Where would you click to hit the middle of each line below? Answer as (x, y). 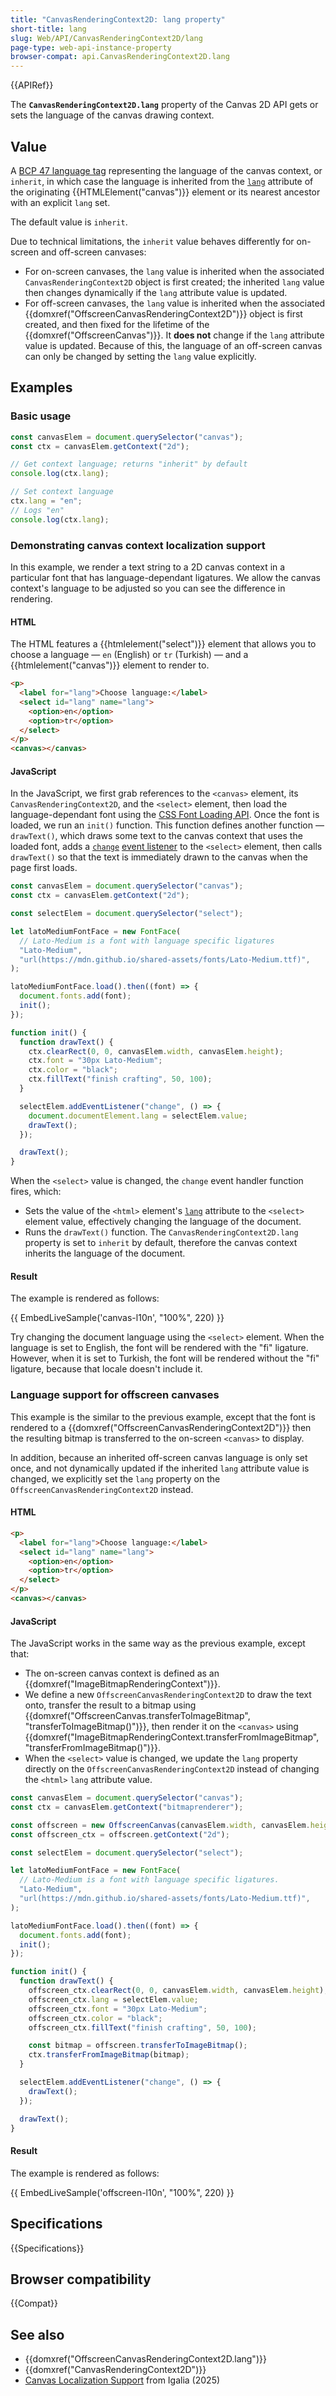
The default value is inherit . (69, 222)
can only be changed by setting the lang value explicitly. (140, 356)
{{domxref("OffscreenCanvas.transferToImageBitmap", (137, 1716)
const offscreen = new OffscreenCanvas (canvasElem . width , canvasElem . (160, 1825)
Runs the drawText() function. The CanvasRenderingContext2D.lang (161, 1232)
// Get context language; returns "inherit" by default (129, 464)
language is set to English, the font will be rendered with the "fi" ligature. (159, 1348)
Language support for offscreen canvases (115, 1395)
